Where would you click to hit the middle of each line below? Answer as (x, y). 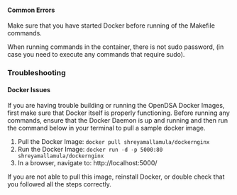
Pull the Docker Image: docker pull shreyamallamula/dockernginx (114, 142)
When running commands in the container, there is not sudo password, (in (116, 47)
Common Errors (31, 10)
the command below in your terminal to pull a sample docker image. (106, 128)
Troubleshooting (37, 73)
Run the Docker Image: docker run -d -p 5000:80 (90, 150)
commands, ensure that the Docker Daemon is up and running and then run (118, 121)
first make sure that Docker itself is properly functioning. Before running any (119, 113)
